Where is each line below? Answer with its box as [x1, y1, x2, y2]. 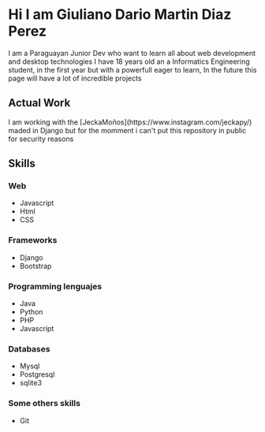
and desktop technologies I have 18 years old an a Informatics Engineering [8, 57, 250, 66]
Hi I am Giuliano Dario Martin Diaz [8, 6, 232, 24]
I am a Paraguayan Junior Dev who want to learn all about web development [8, 48, 256, 58]
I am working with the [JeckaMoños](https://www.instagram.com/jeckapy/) [8, 117, 252, 127]
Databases [8, 343, 50, 354]
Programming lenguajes [8, 281, 103, 292]
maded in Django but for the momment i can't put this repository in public [8, 125, 247, 135]
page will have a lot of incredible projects [8, 73, 142, 83]
